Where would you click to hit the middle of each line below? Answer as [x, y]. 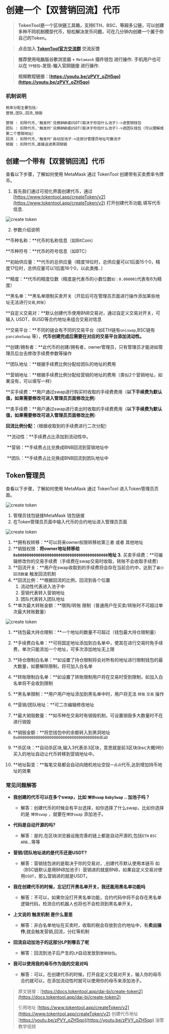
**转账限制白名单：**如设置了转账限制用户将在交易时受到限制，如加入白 [88, 677]
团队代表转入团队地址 [43, 599]
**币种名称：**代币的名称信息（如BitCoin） [51, 241]
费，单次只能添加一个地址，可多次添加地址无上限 [64, 649]
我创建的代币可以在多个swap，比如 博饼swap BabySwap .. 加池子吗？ [81, 797]
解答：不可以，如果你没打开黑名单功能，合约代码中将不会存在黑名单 [91, 897]
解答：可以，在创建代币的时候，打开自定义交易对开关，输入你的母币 [91, 974]
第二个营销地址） [21, 134]
